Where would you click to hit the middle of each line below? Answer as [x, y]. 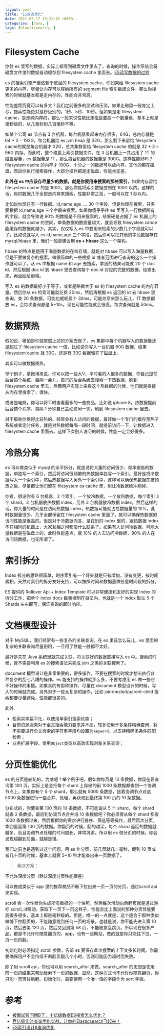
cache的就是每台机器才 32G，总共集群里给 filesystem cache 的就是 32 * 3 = [82, 147]
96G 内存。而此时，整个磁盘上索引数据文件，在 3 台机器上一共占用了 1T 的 [80, 153]
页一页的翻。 [18, 939]
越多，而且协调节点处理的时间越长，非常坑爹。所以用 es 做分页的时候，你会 [81, 832]
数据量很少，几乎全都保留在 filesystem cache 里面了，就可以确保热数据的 [83, 515]
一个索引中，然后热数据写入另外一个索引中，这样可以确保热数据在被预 [88, 480]
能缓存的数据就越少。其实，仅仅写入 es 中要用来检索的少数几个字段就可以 [79, 229]
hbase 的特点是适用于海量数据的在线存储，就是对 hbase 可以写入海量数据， [81, 251]
